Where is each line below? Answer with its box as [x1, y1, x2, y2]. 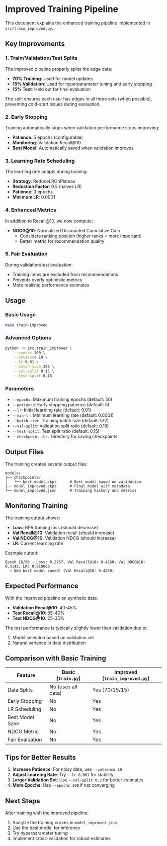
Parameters [5, 385, 34, 392]
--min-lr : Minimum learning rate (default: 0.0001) [12, 412, 114, 418]
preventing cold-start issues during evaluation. [5, 101, 101, 107]
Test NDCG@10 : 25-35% [12, 615, 65, 621]
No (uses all [49, 683, 78, 690]
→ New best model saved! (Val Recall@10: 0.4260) [9, 568, 114, 573]
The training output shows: [5, 515, 61, 521]
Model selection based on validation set [12, 634, 94, 640]
